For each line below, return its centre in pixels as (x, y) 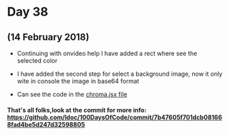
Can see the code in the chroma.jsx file (72, 94)
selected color (37, 61)
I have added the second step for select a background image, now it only (120, 74)
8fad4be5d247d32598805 (46, 124)
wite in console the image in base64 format (78, 81)
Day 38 (28, 12)
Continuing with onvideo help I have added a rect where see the (107, 53)
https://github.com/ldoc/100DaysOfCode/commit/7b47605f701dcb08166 (114, 117)
